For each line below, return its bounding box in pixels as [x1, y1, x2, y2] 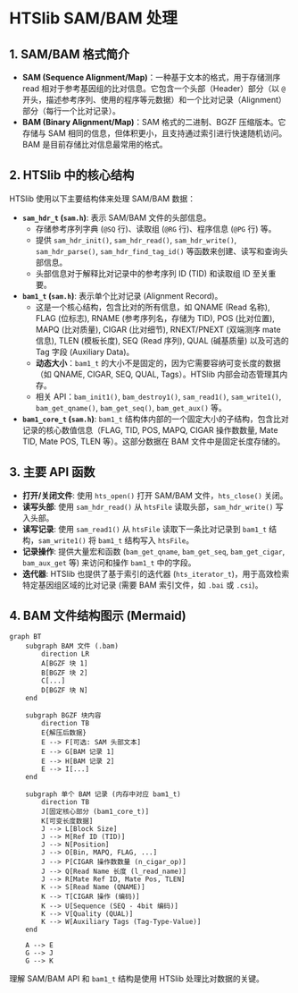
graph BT [9, 632, 42, 641]
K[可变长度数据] [41, 817, 94, 826]
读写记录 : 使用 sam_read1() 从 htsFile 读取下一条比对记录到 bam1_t [21, 523, 268, 534]
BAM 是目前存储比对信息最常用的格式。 [21, 140, 168, 149]
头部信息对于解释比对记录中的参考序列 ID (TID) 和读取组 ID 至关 [35, 267, 269, 278]
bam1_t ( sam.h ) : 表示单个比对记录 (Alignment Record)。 [21, 290, 223, 301]
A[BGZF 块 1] [41, 659, 88, 668]
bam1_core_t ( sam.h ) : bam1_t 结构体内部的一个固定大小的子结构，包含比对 [21, 413, 290, 424]
